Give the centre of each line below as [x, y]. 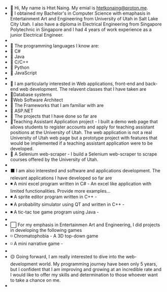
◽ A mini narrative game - [37, 244]
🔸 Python [20, 67]
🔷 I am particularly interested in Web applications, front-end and [77, 84]
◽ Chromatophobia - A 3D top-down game [54, 236]
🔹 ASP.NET [22, 111]
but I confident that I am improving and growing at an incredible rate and [86, 269]
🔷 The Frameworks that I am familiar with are [57, 105]
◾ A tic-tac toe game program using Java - [54, 212]
